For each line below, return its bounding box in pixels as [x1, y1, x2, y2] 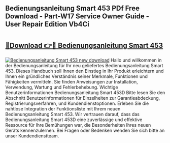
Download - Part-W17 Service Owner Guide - [5, 12, 150, 21]
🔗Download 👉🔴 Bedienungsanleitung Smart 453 [5, 41, 163, 50]
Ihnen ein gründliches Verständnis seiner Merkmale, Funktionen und [5, 73, 148, 79]
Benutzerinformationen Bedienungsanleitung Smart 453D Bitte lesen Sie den [5, 90, 165, 96]
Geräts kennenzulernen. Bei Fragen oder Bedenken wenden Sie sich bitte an [5, 127, 165, 133]
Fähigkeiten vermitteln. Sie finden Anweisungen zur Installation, [5, 79, 138, 84]
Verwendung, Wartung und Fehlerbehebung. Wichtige [5, 84, 118, 90]
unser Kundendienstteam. [5, 133, 59, 139]
